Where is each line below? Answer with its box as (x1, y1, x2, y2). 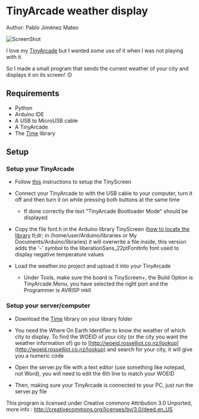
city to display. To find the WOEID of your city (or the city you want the (14, 333, 188, 340)
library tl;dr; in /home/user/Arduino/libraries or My (14, 232, 137, 239)
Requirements (6, 88, 59, 99)
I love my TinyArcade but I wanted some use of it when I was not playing (6, 46, 184, 54)
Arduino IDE (14, 110, 45, 117)
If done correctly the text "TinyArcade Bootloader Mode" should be (23, 207, 188, 215)
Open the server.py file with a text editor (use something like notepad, (14, 364, 186, 371)
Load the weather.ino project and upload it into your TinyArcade (14, 262, 171, 269)
